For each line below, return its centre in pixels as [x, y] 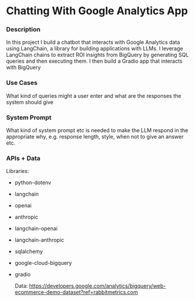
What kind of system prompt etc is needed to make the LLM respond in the [97, 130]
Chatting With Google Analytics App [97, 11]
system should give [30, 102]
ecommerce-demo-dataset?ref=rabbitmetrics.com [76, 292]
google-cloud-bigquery [43, 263]
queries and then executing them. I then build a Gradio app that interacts [94, 61]
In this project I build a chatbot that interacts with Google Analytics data [93, 42]
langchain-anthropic [39, 240]
